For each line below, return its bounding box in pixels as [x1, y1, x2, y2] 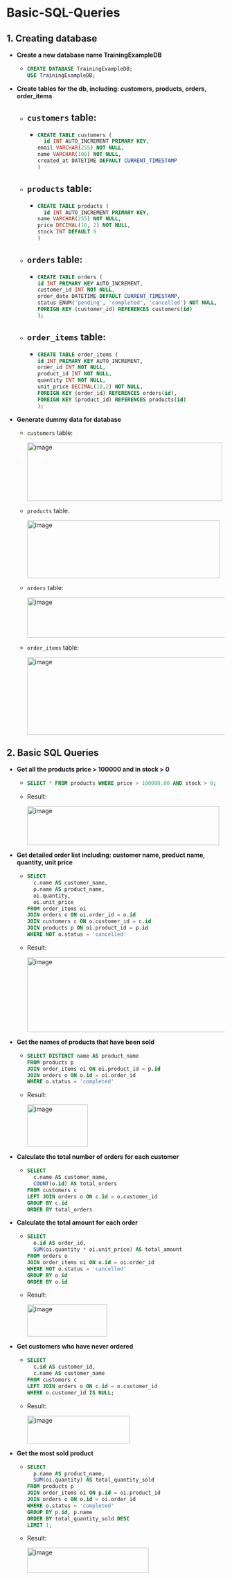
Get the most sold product [16, 1449, 94, 1457]
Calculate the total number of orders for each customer [16, 1153, 179, 1161]
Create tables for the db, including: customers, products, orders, [16, 85, 207, 93]
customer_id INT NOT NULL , [37, 286, 116, 294]
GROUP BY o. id [26, 1272, 68, 1279]
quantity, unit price [16, 858, 73, 867]
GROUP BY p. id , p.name [26, 1509, 93, 1516]
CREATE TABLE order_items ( [37, 351, 118, 358]
